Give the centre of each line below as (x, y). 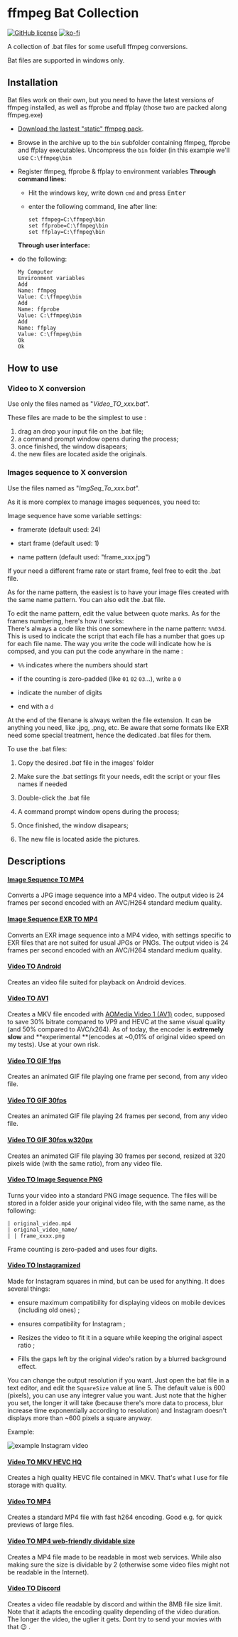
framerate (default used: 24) (59, 529)
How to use (33, 369)
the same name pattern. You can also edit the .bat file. (86, 599)
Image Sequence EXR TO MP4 (53, 919)
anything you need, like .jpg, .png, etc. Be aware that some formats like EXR (118, 727)
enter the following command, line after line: (93, 206)
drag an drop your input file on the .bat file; (81, 431)
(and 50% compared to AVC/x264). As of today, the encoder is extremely (115, 1029)
